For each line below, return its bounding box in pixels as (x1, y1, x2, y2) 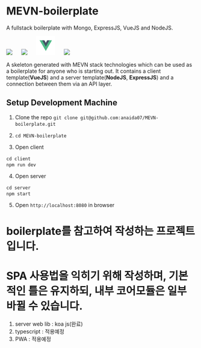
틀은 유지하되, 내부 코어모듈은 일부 (28, 284, 187, 298)
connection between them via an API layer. (6, 80, 113, 87)
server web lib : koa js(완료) (14, 320, 83, 328)
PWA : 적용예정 (14, 335, 51, 343)
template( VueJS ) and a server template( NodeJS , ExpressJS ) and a (6, 73, 174, 81)
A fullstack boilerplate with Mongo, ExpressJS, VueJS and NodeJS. (6, 24, 173, 31)
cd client (6, 155, 31, 162)
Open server (14, 172, 46, 179)
